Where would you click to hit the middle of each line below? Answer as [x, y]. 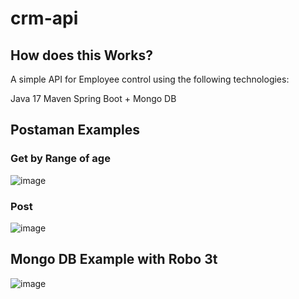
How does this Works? [81, 55]
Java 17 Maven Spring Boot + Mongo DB [93, 98]
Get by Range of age [60, 159]
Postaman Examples [75, 130]
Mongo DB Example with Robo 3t [114, 259]
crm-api [44, 18]
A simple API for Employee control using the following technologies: [150, 79]
